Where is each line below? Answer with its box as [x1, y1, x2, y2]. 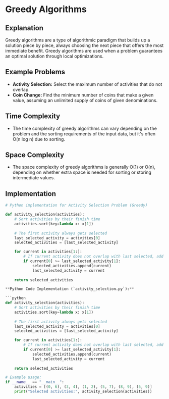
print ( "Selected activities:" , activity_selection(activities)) [14, 389, 152, 394]
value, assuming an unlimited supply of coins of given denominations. [12, 97, 158, 103]
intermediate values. [12, 175, 55, 181]
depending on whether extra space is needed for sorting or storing [12, 169, 151, 175]
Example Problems [5, 68, 66, 76]
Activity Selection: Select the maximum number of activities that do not [12, 81, 162, 87]
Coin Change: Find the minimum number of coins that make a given [12, 92, 154, 98]
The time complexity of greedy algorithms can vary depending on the [12, 125, 157, 131]
